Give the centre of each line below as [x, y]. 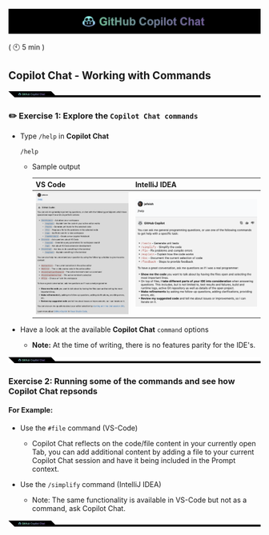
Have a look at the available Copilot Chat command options [114, 329]
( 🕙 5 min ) [27, 47]
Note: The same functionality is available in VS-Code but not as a [139, 500]
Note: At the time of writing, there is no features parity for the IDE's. [144, 345]
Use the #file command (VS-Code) [79, 428]
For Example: [31, 410]
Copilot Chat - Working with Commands [110, 76]
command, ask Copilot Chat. [78, 508]
